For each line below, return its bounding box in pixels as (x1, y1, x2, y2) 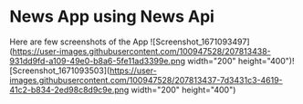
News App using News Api (9, 6, 214, 27)
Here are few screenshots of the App (9, 36, 149, 47)
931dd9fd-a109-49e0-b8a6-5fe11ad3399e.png (9, 55, 185, 66)
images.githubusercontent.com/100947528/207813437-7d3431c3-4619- (9, 74, 283, 85)
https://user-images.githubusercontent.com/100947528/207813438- (12, 45, 271, 56)
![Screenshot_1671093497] (150, 36, 250, 47)
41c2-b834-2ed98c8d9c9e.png (9, 84, 130, 95)
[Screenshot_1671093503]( (9, 65, 110, 76)
